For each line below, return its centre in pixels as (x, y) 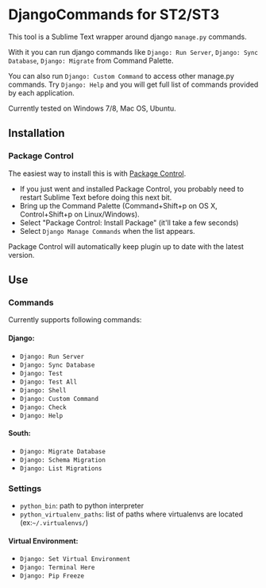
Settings (25, 489)
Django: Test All (48, 382)
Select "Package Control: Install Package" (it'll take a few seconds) (129, 222)
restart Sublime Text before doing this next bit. (96, 197)
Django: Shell (43, 390)
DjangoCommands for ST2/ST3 (114, 15)
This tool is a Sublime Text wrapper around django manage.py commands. (128, 37)
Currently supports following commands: (75, 320)
